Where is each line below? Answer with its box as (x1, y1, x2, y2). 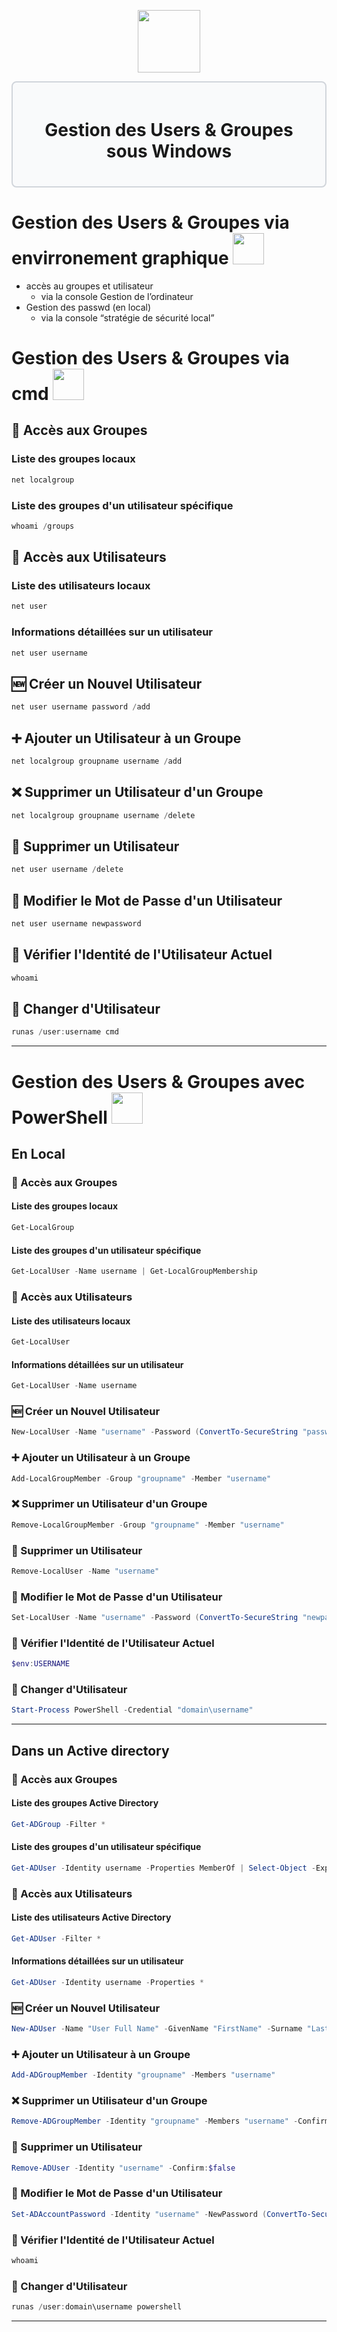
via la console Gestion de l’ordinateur (40, 290, 194, 302)
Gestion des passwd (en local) (25, 301, 152, 313)
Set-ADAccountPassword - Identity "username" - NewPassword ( (11, 2209, 268, 2219)
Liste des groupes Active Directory (11, 1797, 159, 1809)
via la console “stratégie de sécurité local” (40, 311, 215, 324)
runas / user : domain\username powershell (11, 2302, 183, 2312)
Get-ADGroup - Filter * (11, 1819, 106, 1829)
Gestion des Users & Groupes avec (11, 1070, 306, 1093)
